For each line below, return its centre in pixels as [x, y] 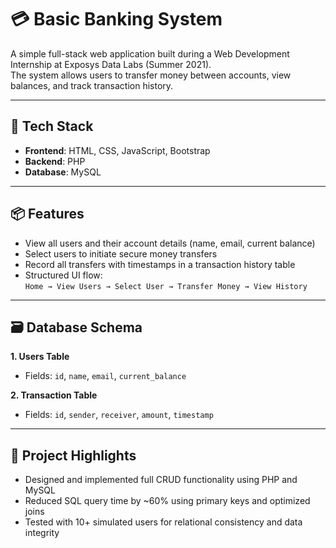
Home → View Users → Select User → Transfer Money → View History [166, 286]
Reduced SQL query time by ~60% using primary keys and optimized [167, 501]
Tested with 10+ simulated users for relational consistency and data [163, 522]
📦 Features [47, 214]
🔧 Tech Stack [52, 126]
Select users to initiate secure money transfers [121, 253]
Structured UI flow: [63, 275]
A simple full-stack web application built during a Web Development [150, 53]
